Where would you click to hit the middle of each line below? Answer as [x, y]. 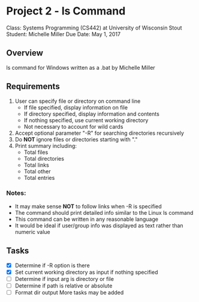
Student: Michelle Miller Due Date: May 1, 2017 [64, 34]
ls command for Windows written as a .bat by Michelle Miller [81, 67]
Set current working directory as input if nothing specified [86, 272]
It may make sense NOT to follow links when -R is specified [88, 206]
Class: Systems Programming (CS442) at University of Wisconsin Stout [94, 28]
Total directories [44, 158]
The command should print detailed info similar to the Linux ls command [104, 212]
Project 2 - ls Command [66, 11]
